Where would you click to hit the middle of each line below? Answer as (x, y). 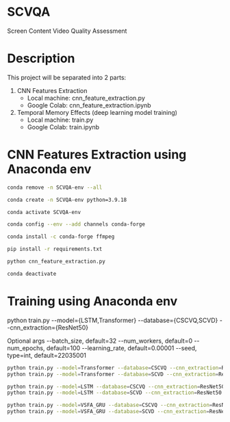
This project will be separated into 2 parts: (67, 77)
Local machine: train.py (60, 120)
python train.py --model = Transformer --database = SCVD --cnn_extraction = (113, 374)
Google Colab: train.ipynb (63, 127)
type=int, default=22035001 (47, 355)
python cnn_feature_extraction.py (56, 262)
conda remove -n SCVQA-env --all (55, 187)
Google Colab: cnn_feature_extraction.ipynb (89, 105)
